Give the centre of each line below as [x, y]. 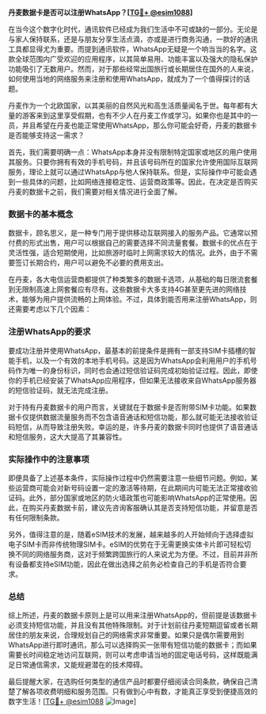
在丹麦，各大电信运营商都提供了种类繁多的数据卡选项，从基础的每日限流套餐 [133, 280]
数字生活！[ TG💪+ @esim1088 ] [72, 701]
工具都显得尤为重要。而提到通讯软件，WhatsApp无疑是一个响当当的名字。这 [133, 49]
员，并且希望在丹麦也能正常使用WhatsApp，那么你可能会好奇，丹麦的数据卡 [133, 125]
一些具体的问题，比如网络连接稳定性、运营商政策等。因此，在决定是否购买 [136, 182]
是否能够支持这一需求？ [46, 135]
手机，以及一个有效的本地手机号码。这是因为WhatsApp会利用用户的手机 [133, 361]
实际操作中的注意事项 [49, 459]
